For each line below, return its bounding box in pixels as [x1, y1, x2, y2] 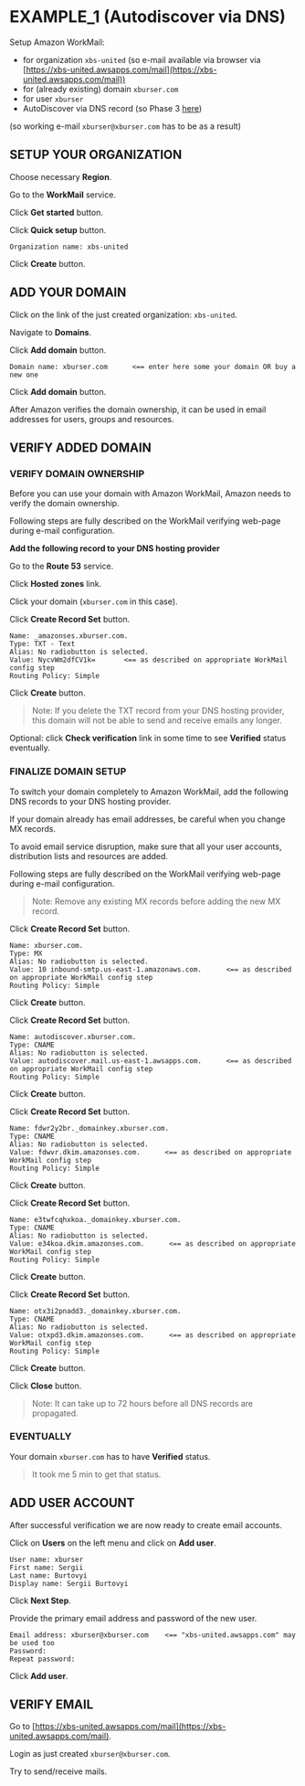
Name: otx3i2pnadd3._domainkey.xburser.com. [9, 1306, 182, 1315]
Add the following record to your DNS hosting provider [9, 543, 221, 554]
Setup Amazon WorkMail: [9, 37, 105, 48]
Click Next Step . [9, 1595, 71, 1606]
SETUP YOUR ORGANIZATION [9, 147, 183, 163]
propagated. [31, 1408, 79, 1419]
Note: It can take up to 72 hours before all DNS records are [31, 1398, 254, 1409]
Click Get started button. [9, 207, 103, 218]
